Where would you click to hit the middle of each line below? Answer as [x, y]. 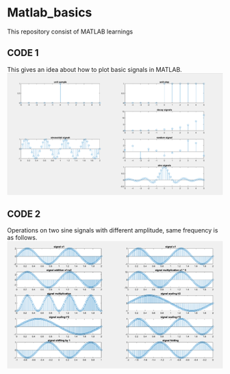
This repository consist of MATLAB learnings [70, 31]
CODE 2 [24, 214]
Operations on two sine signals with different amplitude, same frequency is [113, 230]
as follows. [22, 238]
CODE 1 [23, 53]
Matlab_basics [50, 13]
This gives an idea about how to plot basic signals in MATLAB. [95, 69]
